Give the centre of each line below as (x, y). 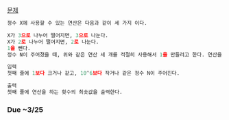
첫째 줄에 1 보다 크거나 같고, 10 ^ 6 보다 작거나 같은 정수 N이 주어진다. (94, 73)
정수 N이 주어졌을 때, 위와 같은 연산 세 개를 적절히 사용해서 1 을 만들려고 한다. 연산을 (114, 55)
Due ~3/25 (25, 110)
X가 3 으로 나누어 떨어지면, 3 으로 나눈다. (58, 35)
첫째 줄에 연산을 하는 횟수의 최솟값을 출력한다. (65, 92)
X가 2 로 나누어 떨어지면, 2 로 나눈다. (53, 42)
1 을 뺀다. (19, 48)
